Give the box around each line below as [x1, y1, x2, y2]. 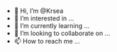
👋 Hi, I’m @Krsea [13, 7, 64, 15]
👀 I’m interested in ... [13, 14, 74, 22]
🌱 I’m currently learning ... [13, 22, 90, 30]
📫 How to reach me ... [13, 37, 80, 45]
